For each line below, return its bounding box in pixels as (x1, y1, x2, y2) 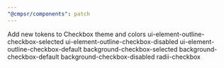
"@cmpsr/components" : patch (7, 10, 91, 18)
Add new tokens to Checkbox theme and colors (7, 30, 147, 38)
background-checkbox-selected (83, 45, 178, 53)
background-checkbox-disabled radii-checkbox (60, 52, 201, 61)
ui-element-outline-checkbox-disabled (65, 37, 179, 46)
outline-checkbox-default (7, 45, 82, 53)
